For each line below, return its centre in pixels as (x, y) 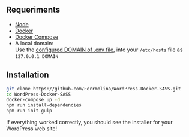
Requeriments (33, 10)
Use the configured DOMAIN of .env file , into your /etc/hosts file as (99, 50)
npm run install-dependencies (44, 105)
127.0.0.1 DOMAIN (37, 56)
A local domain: (34, 43)
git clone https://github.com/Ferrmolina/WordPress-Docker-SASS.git (94, 89)
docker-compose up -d (33, 100)
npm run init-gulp (29, 111)
